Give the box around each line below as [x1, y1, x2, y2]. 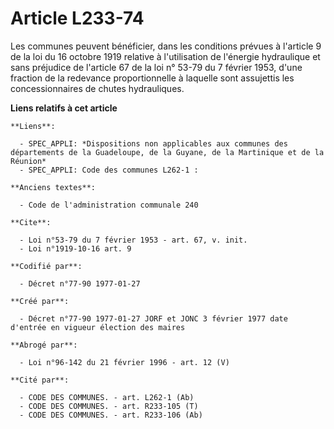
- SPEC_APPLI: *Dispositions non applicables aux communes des [19, 138, 288, 149]
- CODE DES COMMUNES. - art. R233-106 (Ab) [19, 410, 203, 420]
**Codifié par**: [10, 261, 83, 271]
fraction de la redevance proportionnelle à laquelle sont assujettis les [10, 72, 295, 84]
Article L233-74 [10, 7, 145, 30]
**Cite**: [10, 217, 52, 227]
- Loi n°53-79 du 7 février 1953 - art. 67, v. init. [19, 235, 248, 245]
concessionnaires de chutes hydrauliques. [10, 82, 185, 94]
